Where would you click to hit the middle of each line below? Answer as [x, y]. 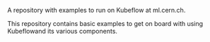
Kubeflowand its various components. [63, 31]
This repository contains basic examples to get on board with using [105, 23]
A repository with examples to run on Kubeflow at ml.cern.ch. [97, 10]
